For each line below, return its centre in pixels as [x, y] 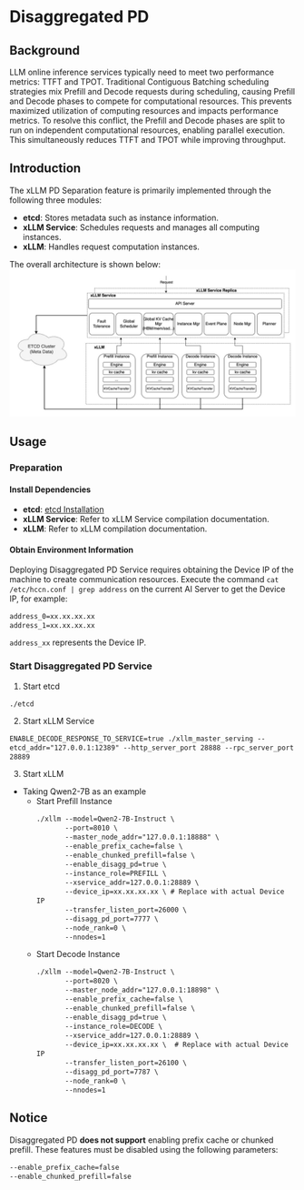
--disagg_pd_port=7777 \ [112, 919]
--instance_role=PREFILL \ [116, 873]
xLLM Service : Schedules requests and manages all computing [141, 227]
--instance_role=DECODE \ [114, 1026]
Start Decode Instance [78, 953]
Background [44, 50]
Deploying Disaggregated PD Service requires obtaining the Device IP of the [152, 570]
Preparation [36, 468]
